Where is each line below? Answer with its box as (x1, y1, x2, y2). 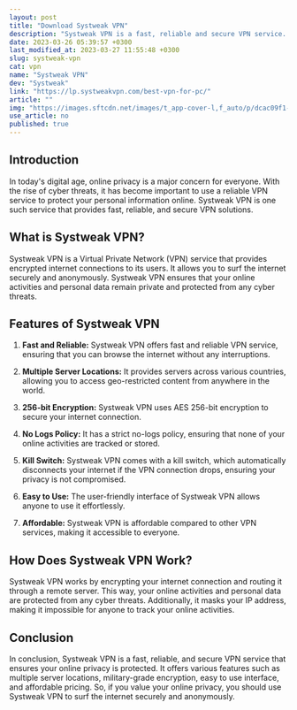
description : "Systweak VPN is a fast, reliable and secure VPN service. (9, 29, 287, 38)
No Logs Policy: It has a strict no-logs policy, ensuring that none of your (21, 429, 286, 439)
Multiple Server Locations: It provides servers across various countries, (21, 366, 286, 377)
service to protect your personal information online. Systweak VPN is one (9, 195, 277, 205)
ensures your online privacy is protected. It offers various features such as (9, 663, 280, 674)
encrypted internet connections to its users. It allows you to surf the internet (9, 263, 286, 273)
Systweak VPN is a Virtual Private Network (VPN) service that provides (9, 253, 268, 263)
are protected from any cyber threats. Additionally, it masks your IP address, (9, 595, 287, 606)
